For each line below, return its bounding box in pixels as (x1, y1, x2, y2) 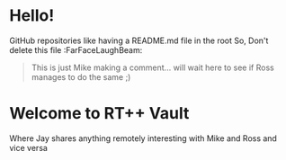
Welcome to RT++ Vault (9, 103, 190, 124)
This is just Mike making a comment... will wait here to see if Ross (31, 62, 274, 73)
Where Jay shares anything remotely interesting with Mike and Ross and (9, 132, 277, 144)
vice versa (9, 142, 48, 153)
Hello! (9, 5, 55, 26)
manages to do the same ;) (31, 71, 131, 82)
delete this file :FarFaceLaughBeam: (9, 44, 143, 55)
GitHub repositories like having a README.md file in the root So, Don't (9, 35, 269, 46)
